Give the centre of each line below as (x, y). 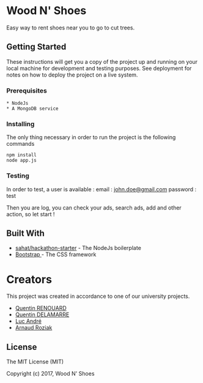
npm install (21, 155)
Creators (29, 279)
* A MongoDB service (33, 109)
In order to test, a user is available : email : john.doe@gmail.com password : (102, 189)
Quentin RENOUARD (41, 308)
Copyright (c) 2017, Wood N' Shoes (50, 374)
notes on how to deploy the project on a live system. (72, 75)
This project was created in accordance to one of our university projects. (98, 296)
